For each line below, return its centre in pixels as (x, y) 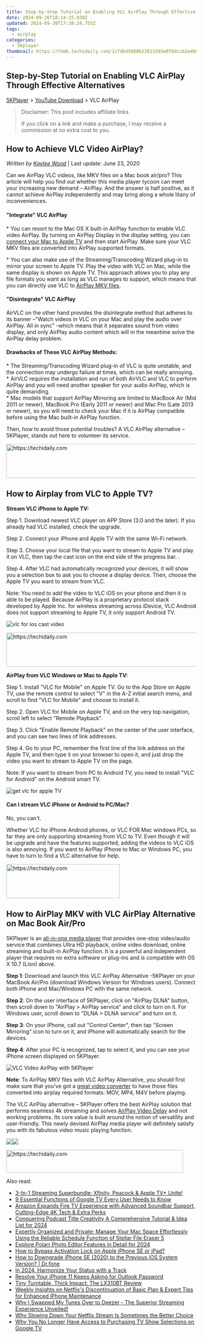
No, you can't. (24, 818)
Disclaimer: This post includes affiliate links (75, 112)
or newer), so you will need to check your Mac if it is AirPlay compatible (95, 410)
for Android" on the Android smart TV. (53, 779)
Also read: (19, 1181)
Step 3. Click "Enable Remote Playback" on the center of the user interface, (100, 730)
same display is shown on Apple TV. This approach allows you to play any (98, 272)
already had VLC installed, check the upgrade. (64, 527)
